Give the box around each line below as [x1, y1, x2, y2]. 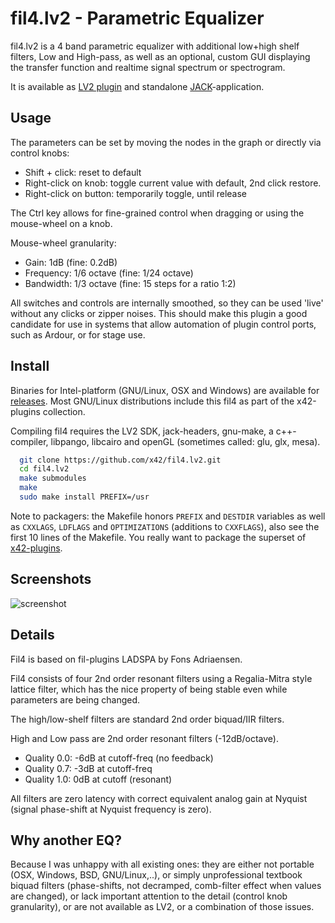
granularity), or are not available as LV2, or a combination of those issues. [10, 901, 315, 913]
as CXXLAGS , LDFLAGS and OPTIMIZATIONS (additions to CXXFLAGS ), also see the [10, 520, 320, 532]
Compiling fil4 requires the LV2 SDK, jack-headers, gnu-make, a [10, 425, 274, 437]
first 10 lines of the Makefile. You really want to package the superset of [10, 531, 307, 543]
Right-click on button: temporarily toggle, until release [24, 187, 248, 199]
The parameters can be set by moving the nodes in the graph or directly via [10, 136, 322, 148]
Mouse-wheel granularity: [10, 237, 117, 249]
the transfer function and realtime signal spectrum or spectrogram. [10, 61, 286, 73]
